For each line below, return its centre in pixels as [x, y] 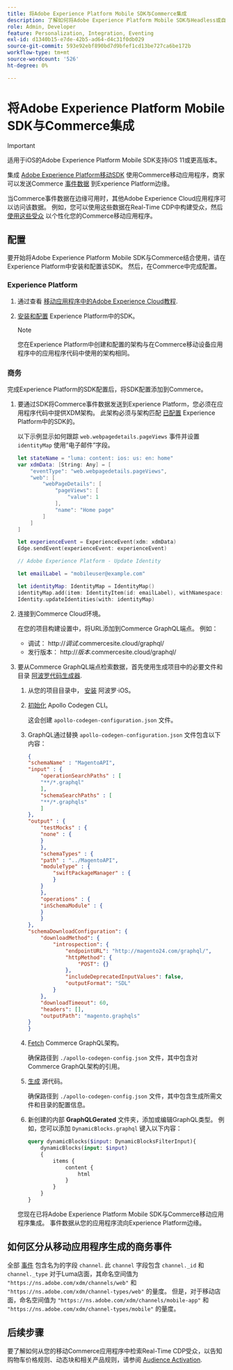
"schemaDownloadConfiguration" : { [78, 931]
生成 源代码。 [47, 1081]
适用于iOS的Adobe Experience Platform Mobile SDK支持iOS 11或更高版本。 [114, 160]
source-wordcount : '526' [43, 59]
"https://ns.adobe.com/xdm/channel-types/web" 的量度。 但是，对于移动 [111, 1291]
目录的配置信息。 [64, 1105]
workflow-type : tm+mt [39, 53]
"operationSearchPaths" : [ [81, 776]
